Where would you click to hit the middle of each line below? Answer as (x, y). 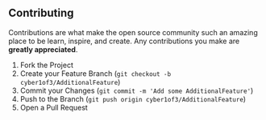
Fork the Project (47, 65)
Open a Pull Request (54, 107)
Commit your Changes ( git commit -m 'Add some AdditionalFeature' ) (137, 90)
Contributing (41, 13)
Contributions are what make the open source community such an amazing (133, 32)
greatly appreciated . (43, 49)
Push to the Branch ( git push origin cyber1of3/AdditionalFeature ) (133, 98)
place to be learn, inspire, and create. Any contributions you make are (124, 41)
